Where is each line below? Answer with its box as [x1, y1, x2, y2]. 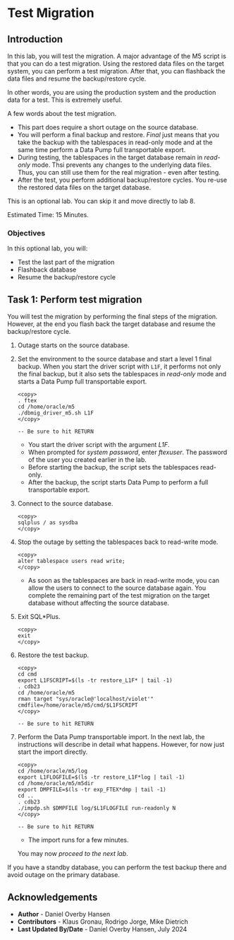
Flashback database [17, 265, 77, 274]
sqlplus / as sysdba [17, 519, 78, 526]
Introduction [7, 33, 63, 45]
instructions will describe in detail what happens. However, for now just [17, 741, 225, 749]
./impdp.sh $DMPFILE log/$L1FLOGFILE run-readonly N [17, 805, 176, 812]
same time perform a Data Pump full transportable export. [17, 146, 186, 153]
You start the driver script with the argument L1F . [27, 441, 170, 449]
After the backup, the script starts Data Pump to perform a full [27, 478, 209, 487]
